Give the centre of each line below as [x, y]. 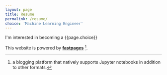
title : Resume [20, 14]
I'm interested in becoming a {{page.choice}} [51, 37]
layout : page [19, 10]
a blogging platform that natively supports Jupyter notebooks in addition [86, 62]
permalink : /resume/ [27, 19]
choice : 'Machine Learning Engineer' [44, 23]
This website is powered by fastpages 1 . [46, 47]
